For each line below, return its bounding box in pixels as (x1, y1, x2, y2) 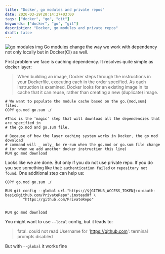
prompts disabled (17, 234, 53, 239)
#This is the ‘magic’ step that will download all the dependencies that (5, 116, 161, 121)
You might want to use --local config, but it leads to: (5, 219, 113, 224)
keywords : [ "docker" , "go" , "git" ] (5, 21, 79, 26)
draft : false (5, 30, 32, 35)
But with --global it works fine (5, 243, 67, 249)
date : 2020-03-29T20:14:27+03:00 (5, 12, 74, 17)
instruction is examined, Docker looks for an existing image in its (17, 84, 149, 90)
